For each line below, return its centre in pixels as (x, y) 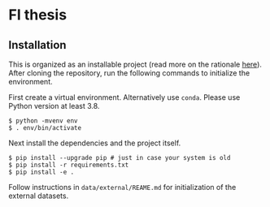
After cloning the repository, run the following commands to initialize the (129, 73)
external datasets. (39, 196)
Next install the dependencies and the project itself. (95, 143)
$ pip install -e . (41, 172)
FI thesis (38, 15)
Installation (37, 45)
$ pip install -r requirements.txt (69, 165)
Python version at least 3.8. (54, 106)
